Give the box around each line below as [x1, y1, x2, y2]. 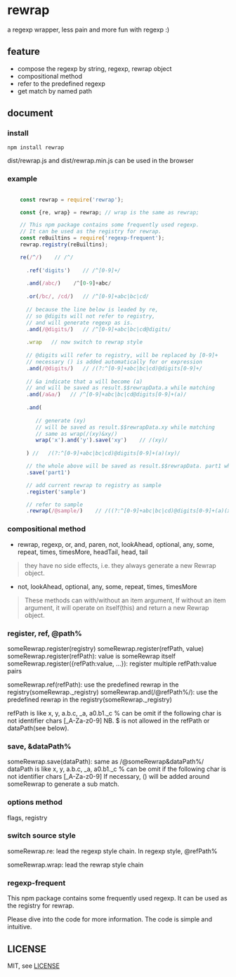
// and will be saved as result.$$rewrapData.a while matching [25, 384, 216, 392]
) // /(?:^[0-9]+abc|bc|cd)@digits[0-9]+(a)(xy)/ [25, 450, 181, 457]
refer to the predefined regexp [17, 79, 105, 88]
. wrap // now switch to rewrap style [25, 339, 143, 346]
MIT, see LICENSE [7, 962, 60, 970]
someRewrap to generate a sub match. [7, 779, 119, 789]
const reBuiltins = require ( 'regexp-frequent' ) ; [20, 235, 165, 242]
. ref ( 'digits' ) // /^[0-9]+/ [25, 266, 121, 274]
